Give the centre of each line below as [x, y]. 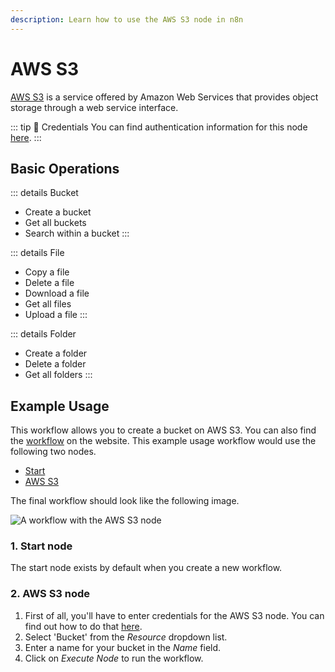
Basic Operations [65, 168]
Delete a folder [55, 364]
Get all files [48, 304]
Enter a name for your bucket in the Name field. [123, 647]
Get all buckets [55, 223]
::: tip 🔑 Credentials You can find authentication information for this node [159, 127]
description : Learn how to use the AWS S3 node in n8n [127, 19]
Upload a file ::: [56, 315]
